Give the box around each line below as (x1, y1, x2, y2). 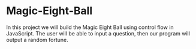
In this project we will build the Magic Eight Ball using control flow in (6, 24, 174, 31)
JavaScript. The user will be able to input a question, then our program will (6, 30, 191, 37)
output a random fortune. (6, 36, 68, 43)
